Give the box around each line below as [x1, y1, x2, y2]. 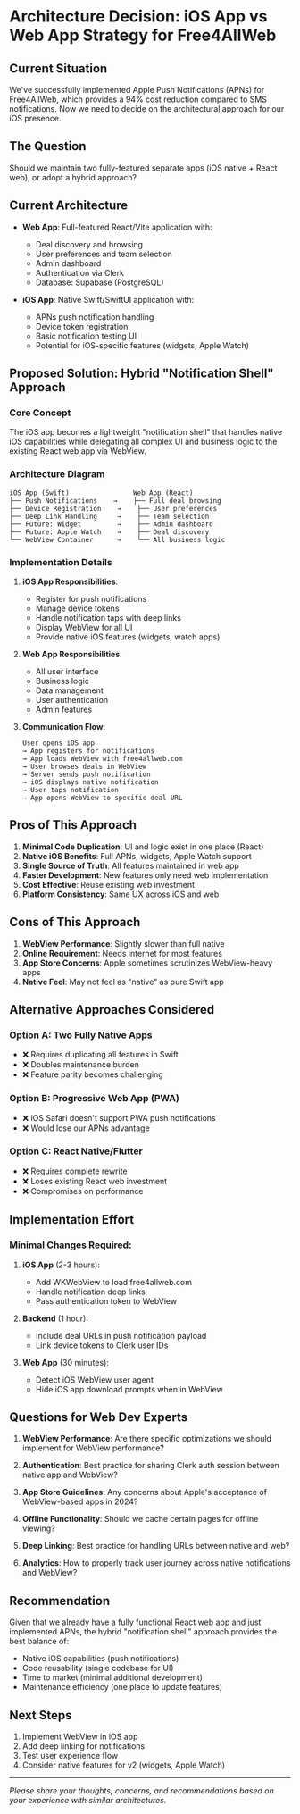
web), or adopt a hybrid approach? [9, 171, 137, 182]
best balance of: [9, 1636, 70, 1647]
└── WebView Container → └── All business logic [9, 535, 226, 544]
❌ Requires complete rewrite [21, 1166, 128, 1176]
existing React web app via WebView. [9, 446, 146, 456]
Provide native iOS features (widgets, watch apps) [35, 631, 221, 642]
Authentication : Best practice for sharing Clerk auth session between [21, 1460, 279, 1471]
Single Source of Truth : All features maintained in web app [21, 860, 239, 871]
